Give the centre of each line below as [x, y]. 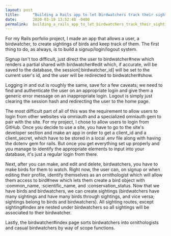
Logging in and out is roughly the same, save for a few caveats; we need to [84, 85]
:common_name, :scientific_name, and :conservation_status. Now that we [82, 186]
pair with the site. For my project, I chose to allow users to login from [77, 122]
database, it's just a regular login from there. [52, 154]
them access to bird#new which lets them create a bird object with [75, 180]
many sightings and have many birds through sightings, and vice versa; [80, 196]
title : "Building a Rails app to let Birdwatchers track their [79, 15]
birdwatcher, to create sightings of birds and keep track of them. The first [82, 44]
